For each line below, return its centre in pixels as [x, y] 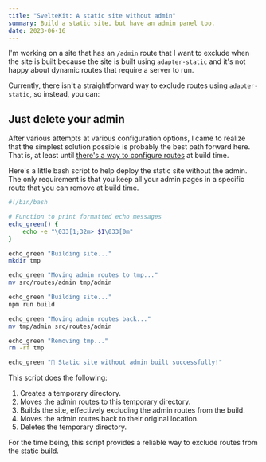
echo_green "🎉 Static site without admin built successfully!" [115, 363]
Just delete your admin [66, 119]
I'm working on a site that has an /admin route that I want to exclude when [129, 53]
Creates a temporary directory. [70, 393]
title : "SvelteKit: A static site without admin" [92, 16]
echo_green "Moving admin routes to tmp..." [83, 275]
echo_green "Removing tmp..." [59, 341]
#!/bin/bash [28, 203]
